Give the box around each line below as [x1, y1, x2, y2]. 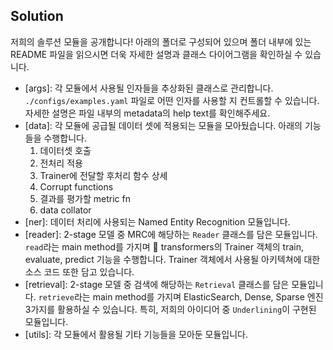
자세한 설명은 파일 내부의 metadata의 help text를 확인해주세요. [24, 107, 271, 119]
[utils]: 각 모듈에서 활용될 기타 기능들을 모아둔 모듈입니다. [24, 328, 249, 340]
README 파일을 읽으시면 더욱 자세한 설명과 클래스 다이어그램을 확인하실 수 [10, 48, 303, 60]
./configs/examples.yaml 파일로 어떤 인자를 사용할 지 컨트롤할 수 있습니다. [24, 94, 320, 106]
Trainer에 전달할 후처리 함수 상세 [39, 169, 168, 181]
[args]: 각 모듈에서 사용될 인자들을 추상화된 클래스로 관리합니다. [24, 82, 274, 94]
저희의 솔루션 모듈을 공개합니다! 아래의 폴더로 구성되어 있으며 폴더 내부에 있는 [10, 35, 312, 48]
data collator [39, 204, 92, 216]
